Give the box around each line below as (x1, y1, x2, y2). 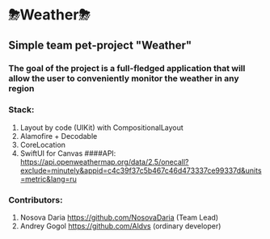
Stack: (8, 104, 35, 115)
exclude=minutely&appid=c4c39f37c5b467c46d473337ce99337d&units (19, 166, 262, 175)
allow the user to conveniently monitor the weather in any (8, 73, 240, 84)
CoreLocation (19, 140, 66, 149)
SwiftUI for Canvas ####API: (19, 148, 116, 158)
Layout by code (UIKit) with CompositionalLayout (19, 123, 184, 132)
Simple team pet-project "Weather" (8, 38, 192, 52)
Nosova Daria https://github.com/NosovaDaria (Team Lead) (19, 212, 219, 223)
